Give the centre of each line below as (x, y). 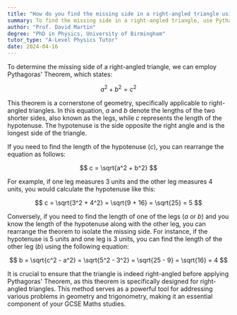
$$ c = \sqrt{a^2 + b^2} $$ (119, 167)
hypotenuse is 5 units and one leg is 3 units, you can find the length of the (115, 239)
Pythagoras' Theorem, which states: (60, 74)
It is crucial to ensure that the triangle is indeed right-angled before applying (118, 273)
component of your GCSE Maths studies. (67, 304)
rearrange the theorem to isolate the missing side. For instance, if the (108, 231)
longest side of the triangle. (47, 133)
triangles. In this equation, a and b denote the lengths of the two (122, 110)
